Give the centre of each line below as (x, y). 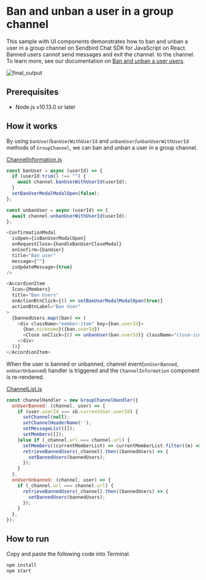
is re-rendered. (25, 377)
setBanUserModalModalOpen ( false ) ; (56, 194)
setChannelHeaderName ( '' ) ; (57, 423)
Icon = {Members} (31, 290)
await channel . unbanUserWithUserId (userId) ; (70, 216)
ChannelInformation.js (34, 159)
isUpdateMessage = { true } (42, 267)
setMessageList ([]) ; (49, 429)
